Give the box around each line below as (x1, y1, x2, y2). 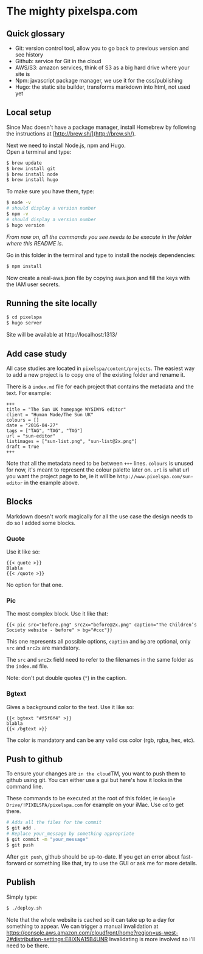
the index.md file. (6, 662, 49, 670)
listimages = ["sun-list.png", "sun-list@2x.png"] (6, 438, 137, 444)
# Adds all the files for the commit (6, 819, 102, 826)
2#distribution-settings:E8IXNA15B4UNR (6, 935, 108, 942)
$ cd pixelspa (6, 314, 43, 320)
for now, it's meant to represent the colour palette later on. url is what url (6, 466, 190, 473)
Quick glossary (6, 29, 65, 39)
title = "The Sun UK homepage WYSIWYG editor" (6, 406, 126, 413)
